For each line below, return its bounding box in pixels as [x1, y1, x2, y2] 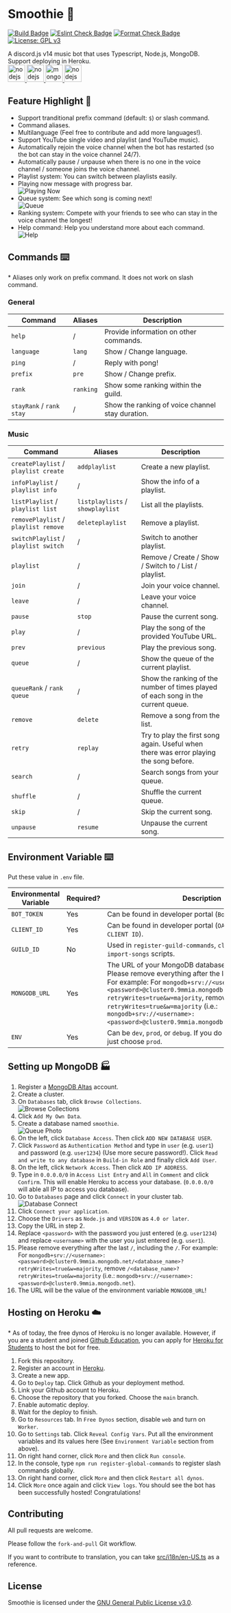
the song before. [141, 756, 195, 766]
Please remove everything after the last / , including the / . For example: [17, 1243, 219, 1252]
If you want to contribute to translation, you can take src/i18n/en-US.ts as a [8, 1553, 220, 1561]
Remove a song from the [141, 711, 220, 720]
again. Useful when [141, 739, 204, 749]
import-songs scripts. [106, 949, 175, 959]
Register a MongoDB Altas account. [17, 1082, 119, 1091]
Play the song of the [141, 623, 206, 632]
